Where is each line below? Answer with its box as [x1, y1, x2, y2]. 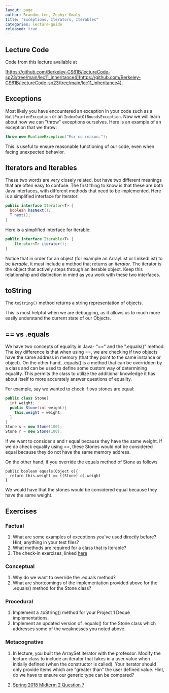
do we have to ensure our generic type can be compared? [12, 672, 134, 678]
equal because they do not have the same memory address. [5, 449, 131, 455]
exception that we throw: [5, 124, 57, 130]
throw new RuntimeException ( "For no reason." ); [5, 134, 108, 139]
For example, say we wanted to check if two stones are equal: [5, 386, 134, 392]
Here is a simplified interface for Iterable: [5, 227, 91, 233]
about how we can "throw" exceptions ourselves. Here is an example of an [5, 118, 161, 125]
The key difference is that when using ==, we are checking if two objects [5, 349, 158, 355]
